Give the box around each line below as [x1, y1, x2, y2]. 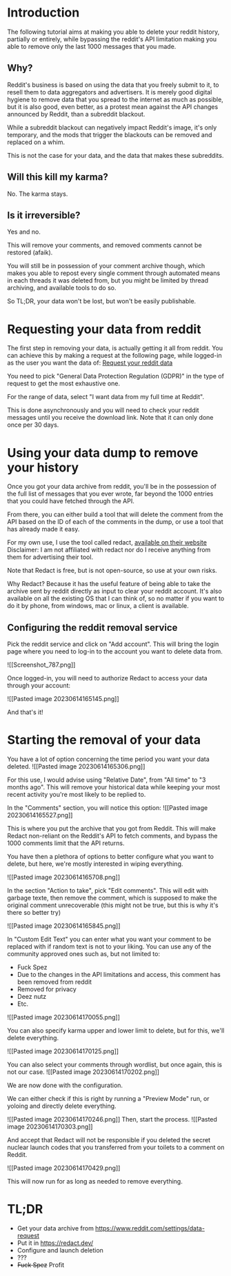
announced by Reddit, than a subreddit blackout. [7, 110, 145, 118]
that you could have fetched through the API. [7, 497, 134, 505]
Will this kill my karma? [7, 171, 108, 183]
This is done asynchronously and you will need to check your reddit [7, 406, 199, 414]
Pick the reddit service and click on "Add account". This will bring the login [7, 640, 219, 649]
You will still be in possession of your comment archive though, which [7, 262, 205, 270]
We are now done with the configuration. [7, 1081, 123, 1089]
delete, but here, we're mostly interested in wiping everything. [7, 860, 183, 868]
